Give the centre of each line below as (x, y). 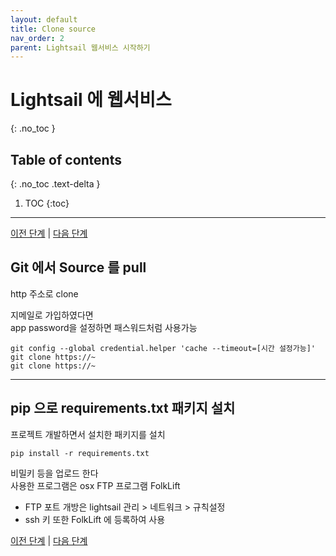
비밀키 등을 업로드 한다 (54, 473)
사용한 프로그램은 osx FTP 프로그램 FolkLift (95, 485)
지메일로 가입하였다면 (52, 315)
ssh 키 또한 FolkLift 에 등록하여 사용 (95, 519)
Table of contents (66, 159)
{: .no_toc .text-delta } (55, 184)
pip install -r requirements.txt (80, 453)
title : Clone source (53, 29)
